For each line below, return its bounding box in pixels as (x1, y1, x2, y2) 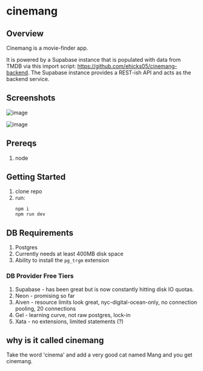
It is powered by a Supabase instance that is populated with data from (6, 56, 181, 63)
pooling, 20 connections (15, 304, 76, 312)
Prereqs (6, 138, 37, 149)
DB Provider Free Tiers (6, 272, 74, 280)
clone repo (15, 188, 42, 195)
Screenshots (6, 93, 56, 103)
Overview (6, 28, 44, 39)
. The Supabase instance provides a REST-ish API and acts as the (27, 69, 191, 76)
